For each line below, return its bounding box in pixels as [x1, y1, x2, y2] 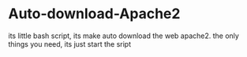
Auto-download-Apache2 [8, 5, 181, 23]
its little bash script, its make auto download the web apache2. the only [8, 31, 239, 40]
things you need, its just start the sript [8, 39, 132, 48]
